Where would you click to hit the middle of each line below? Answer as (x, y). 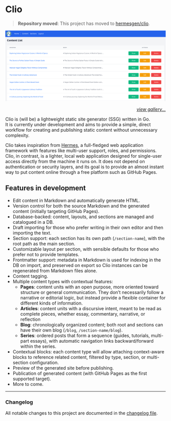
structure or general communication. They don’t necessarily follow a (92, 292)
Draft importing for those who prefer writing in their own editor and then (88, 227)
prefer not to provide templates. (46, 254)
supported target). (32, 379)
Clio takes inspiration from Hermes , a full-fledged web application (74, 145)
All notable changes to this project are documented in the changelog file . (81, 413)
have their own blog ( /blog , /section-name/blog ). (72, 330)
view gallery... (151, 109)
